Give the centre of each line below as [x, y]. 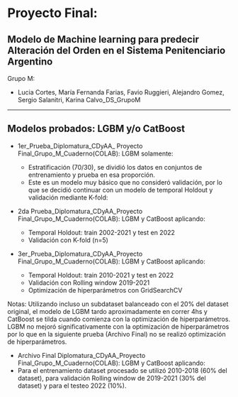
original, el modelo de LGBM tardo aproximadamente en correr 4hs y [107, 311]
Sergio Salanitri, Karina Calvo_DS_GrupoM [79, 100]
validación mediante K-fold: [68, 197]
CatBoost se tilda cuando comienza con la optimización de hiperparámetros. [119, 319]
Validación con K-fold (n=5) [68, 240]
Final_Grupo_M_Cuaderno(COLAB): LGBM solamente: [95, 153]
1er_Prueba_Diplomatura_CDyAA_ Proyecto [80, 146]
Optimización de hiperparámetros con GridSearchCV [105, 290]
